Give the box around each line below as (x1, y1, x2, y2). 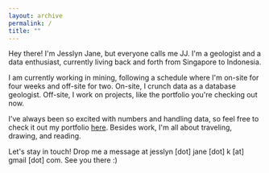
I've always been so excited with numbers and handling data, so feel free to (8, 114, 259, 124)
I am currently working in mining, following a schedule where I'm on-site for (8, 73, 259, 83)
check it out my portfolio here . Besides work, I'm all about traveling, (8, 122, 232, 133)
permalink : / (8, 19, 52, 27)
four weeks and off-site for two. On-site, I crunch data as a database (8, 81, 236, 91)
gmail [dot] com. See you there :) (8, 155, 118, 165)
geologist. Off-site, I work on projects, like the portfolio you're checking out (8, 90, 258, 100)
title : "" (8, 27, 42, 35)
